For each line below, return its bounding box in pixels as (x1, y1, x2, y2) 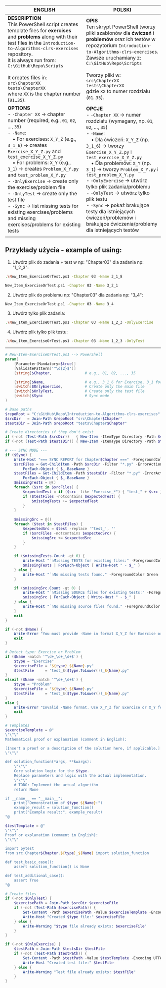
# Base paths (5, 407, 32, 412)
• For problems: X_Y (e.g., (12, 159, 71, 166)
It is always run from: (7, 57, 56, 63)
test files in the (7, 40, 42, 46)
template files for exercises (7, 27, 72, 34)
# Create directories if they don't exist (5, 430, 94, 435)
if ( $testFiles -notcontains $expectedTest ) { (23, 494, 121, 499)
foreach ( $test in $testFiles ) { (14, 522, 83, 527)
